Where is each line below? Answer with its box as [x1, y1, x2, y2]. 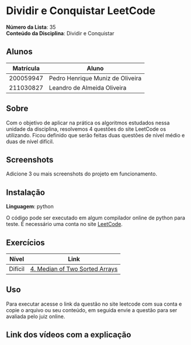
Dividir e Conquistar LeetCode [6, 4, 156, 18]
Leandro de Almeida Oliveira [48, 83, 127, 92]
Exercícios [6, 238, 45, 248]
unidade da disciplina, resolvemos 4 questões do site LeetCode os [6, 125, 166, 133]
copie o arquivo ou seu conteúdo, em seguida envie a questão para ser [6, 306, 178, 313]
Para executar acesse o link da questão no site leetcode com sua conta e [6, 300, 182, 307]
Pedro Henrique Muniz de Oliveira [48, 74, 142, 82]
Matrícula [12, 64, 40, 72]
